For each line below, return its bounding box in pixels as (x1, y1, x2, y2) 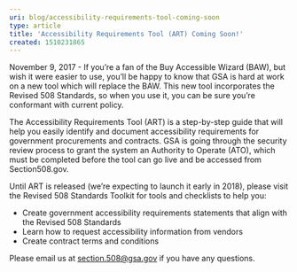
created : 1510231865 (9, 37, 86, 47)
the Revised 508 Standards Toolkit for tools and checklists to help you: (9, 190, 268, 201)
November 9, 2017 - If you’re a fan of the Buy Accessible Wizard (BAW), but (9, 62, 286, 73)
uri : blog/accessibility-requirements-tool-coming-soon (9, 12, 220, 22)
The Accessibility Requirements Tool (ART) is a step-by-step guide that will (9, 117, 284, 128)
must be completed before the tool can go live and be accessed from (9, 154, 262, 165)
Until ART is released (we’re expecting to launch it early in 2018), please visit (9, 181, 289, 191)
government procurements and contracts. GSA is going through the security (9, 136, 287, 146)
